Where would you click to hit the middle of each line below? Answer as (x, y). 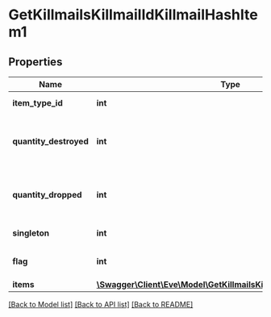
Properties (35, 62)
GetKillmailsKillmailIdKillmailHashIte (133, 15)
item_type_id (38, 103)
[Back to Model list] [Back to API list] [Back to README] (101, 304)
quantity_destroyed (50, 141)
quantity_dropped (47, 195)
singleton (31, 233)
